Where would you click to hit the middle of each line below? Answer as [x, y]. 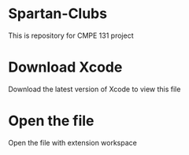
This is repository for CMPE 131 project [71, 35]
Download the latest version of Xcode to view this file [94, 89]
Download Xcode [65, 67]
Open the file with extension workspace [73, 142]
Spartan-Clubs [58, 14]
